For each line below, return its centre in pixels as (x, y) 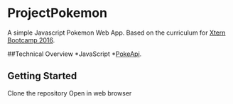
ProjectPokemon (58, 13)
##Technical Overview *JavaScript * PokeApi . (75, 54)
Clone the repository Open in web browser (70, 93)
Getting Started (42, 76)
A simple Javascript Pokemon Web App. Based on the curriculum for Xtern (116, 33)
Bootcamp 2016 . (31, 40)
